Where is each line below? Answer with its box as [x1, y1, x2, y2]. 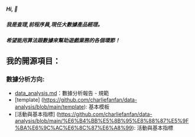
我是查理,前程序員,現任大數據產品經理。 [6, 21, 103, 28]
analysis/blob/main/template [14, 103, 84, 110]
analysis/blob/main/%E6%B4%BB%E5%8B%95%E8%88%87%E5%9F [14, 118, 189, 125]
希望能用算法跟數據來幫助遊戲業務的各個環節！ [6, 37, 120, 44]
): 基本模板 [83, 103, 110, 110]
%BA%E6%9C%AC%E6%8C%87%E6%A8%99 [14, 125, 132, 132]
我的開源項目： [6, 56, 61, 66]
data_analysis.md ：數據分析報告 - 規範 [14, 90, 109, 97]
